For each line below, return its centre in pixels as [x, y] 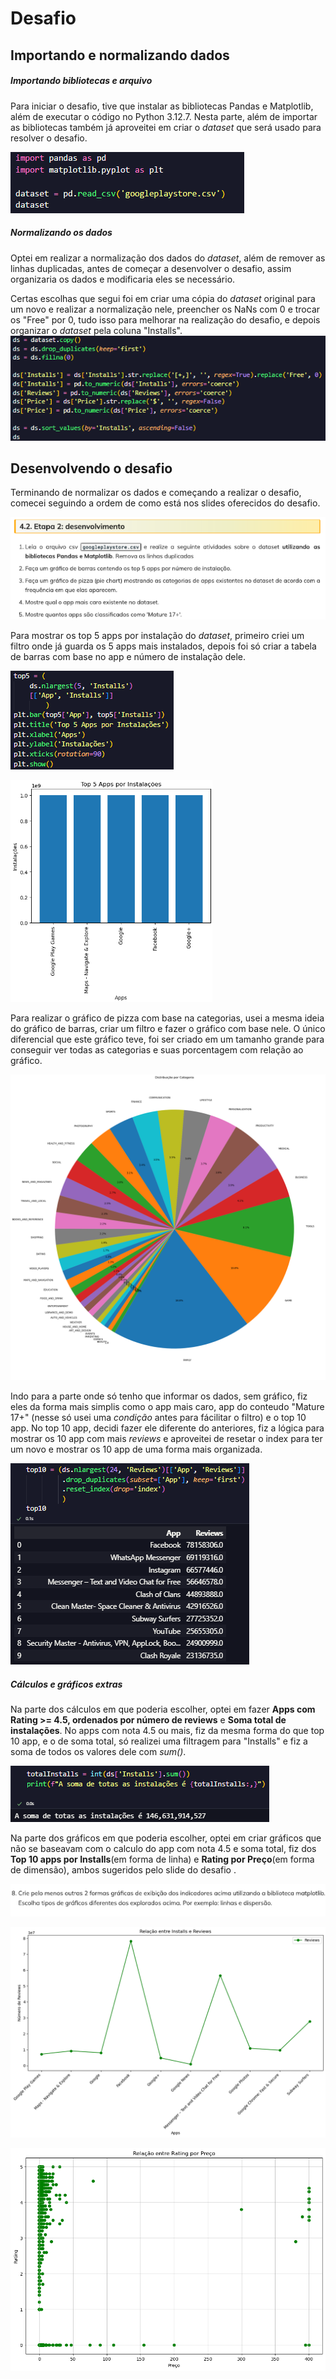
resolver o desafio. [49, 138]
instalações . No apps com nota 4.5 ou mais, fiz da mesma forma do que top [167, 1731]
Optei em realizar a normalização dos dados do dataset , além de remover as [168, 258]
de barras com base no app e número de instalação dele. [128, 657]
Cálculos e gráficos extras [66, 1684]
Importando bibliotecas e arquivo [81, 81]
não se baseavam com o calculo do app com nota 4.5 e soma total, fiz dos [163, 1849]
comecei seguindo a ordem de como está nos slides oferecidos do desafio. [165, 503]
